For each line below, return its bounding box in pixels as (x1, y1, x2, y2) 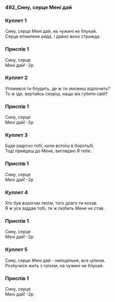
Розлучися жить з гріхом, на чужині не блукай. (5, 262, 104, 269)
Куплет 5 (5, 246, 28, 253)
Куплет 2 (5, 74, 28, 81)
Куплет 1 (5, 17, 27, 24)
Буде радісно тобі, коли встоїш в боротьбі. (5, 143, 94, 149)
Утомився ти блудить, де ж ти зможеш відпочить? (5, 85, 111, 91)
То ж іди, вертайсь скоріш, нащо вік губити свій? (5, 90, 108, 97)
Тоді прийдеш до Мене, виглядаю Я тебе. (5, 148, 92, 154)
